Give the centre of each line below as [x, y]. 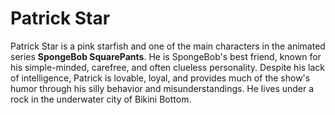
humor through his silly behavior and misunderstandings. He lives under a [162, 88]
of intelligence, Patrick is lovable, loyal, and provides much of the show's [160, 78]
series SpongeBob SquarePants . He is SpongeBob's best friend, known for [166, 56]
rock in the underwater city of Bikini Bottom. [101, 99]
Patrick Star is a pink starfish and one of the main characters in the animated [168, 46]
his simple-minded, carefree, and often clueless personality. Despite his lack [168, 67]
